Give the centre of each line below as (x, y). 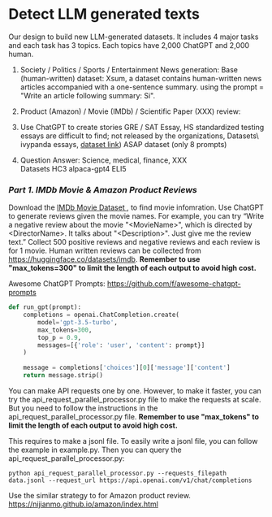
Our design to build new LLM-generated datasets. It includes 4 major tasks (134, 37)
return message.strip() (63, 376)
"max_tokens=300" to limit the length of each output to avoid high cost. (133, 268)
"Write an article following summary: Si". (88, 95)
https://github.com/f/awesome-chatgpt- (174, 284)
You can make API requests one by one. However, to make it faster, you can (135, 390)
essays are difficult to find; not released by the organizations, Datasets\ (139, 136)
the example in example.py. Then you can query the (95, 450)
